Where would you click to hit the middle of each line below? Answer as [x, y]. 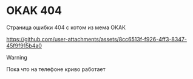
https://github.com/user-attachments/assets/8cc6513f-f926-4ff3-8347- [96, 39]
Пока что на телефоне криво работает [56, 69]
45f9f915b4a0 [24, 46]
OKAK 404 [34, 11]
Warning [17, 57]
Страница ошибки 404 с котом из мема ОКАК [66, 27]
